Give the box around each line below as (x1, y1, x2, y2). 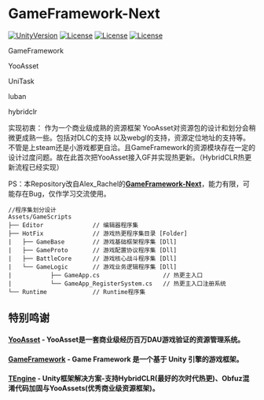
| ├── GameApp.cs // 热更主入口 (8, 271, 203, 279)
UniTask (8, 76, 35, 86)
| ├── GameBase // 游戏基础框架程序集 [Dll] (8, 237, 178, 246)
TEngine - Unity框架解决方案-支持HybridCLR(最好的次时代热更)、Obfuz (8, 374, 243, 383)
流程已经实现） (14, 162, 64, 171)
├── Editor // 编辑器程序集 (8, 221, 139, 229)
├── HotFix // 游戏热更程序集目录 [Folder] (8, 229, 188, 237)
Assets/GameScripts (8, 213, 72, 221)
